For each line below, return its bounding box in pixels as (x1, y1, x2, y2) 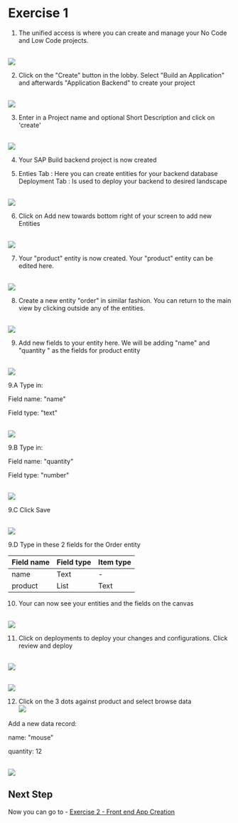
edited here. (18, 262, 54, 270)
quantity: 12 (8, 747, 42, 755)
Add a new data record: (8, 719, 77, 728)
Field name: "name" (8, 394, 66, 403)
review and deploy (18, 641, 73, 650)
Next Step (8, 789, 53, 801)
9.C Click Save (8, 505, 50, 514)
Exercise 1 (8, 5, 69, 21)
